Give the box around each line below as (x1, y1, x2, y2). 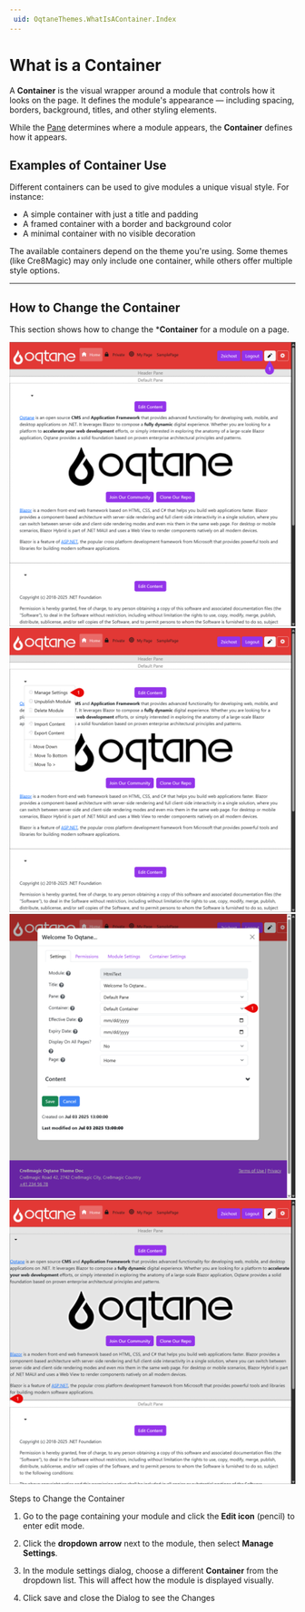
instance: (9, 192, 44, 202)
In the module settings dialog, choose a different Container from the (22, 1566, 279, 1577)
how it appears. (9, 132, 68, 143)
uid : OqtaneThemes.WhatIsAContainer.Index (13, 15, 177, 24)
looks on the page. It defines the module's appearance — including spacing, (9, 94, 295, 105)
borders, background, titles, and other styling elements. (9, 104, 218, 115)
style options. (9, 265, 61, 276)
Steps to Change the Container (9, 1493, 125, 1504)
